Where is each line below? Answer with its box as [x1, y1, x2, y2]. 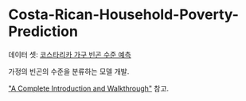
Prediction [8, 22, 78, 41]
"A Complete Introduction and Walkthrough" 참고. [8, 84, 170, 93]
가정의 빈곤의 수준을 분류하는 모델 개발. [8, 66, 130, 76]
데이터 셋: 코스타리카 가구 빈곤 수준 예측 [8, 49, 131, 59]
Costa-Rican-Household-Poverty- [8, 6, 239, 24]
